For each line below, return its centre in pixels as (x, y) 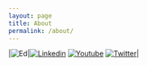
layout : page (30, 16)
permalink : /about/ (41, 31)
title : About (30, 23)
